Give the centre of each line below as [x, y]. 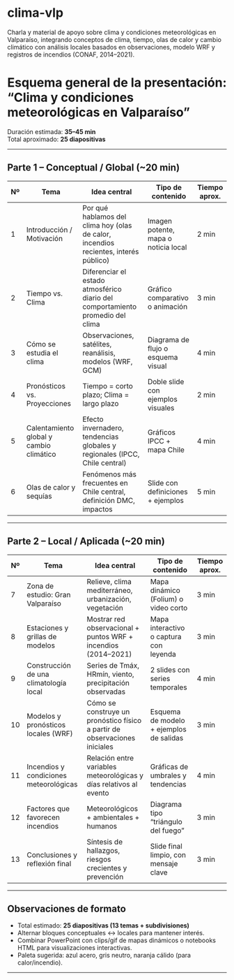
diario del [98, 298]
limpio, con [168, 855]
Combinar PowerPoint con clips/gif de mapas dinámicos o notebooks [116, 940]
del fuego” [167, 831]
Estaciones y [48, 628]
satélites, [97, 344]
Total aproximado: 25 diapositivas [56, 139]
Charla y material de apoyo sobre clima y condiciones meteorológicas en [112, 32]
